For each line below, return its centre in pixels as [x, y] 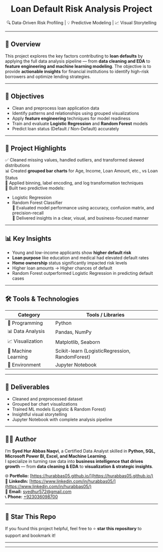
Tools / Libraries [106, 315]
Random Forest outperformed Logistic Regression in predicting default [82, 273]
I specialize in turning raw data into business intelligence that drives [74, 461]
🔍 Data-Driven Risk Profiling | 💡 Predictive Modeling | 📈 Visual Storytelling [81, 22]
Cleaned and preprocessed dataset [47, 399]
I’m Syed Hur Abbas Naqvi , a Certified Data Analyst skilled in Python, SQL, [80, 451]
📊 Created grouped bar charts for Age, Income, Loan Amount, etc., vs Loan [81, 171]
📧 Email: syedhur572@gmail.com [38, 491]
